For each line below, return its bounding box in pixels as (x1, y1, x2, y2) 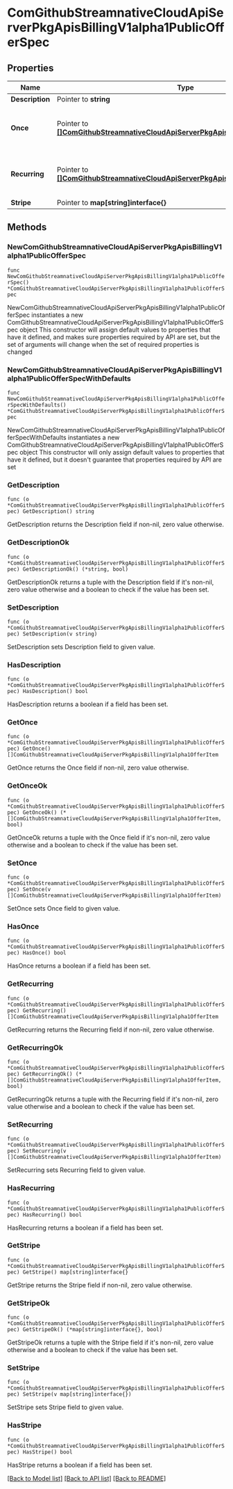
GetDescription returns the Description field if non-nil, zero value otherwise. (7, 520, 224, 529)
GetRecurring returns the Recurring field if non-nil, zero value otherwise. (7, 1025, 215, 1034)
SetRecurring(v (22, 1148, 67, 1155)
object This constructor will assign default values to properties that (19, 325, 211, 334)
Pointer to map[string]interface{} (56, 198, 166, 207)
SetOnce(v (22, 886, 51, 893)
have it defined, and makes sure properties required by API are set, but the (7, 332, 221, 341)
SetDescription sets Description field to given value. (7, 642, 156, 651)
